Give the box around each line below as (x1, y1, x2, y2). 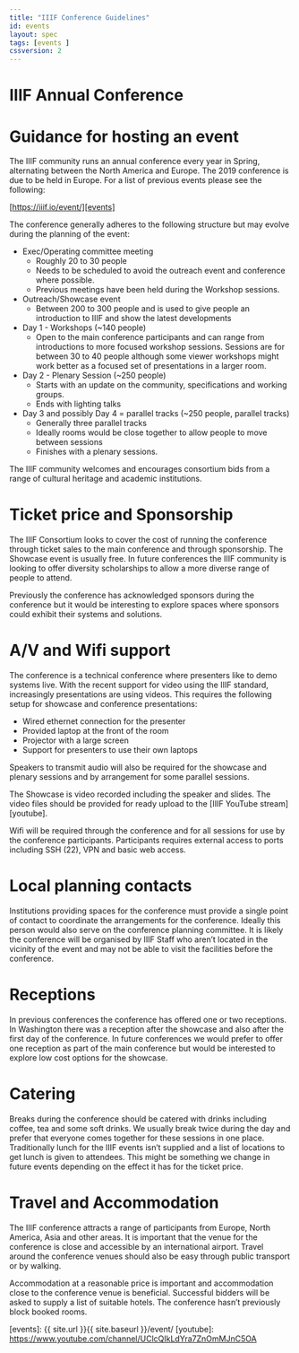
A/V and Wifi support (9, 641, 171, 660)
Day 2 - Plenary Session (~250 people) (21, 370, 167, 381)
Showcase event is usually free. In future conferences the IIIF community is (9, 554, 286, 564)
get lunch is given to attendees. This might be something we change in (9, 1151, 270, 1162)
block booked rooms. (9, 1306, 88, 1317)
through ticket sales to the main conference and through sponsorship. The (9, 544, 284, 554)
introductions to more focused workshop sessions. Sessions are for (35, 342, 285, 353)
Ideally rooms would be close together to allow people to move (35, 427, 268, 438)
